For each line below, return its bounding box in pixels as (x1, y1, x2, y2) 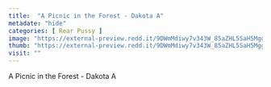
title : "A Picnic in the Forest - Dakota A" (8, 11, 164, 20)
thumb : (8, 42, 31, 50)
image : (8, 34, 31, 43)
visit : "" (8, 49, 42, 57)
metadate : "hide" (8, 19, 67, 27)
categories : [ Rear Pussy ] (8, 27, 103, 35)
